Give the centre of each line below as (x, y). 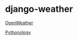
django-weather (39, 9)
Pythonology (18, 32)
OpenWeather (19, 23)
